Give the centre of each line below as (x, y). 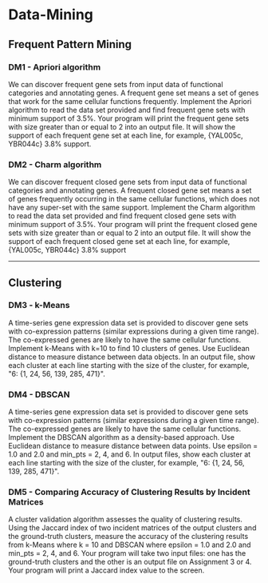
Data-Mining (51, 15)
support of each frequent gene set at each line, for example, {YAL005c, (126, 135)
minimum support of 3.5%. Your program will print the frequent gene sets (129, 118)
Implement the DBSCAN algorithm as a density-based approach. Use (122, 437)
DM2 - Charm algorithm (55, 164)
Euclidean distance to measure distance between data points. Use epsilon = (133, 446)
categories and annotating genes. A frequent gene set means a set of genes (134, 93)
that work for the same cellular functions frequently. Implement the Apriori (130, 101)
